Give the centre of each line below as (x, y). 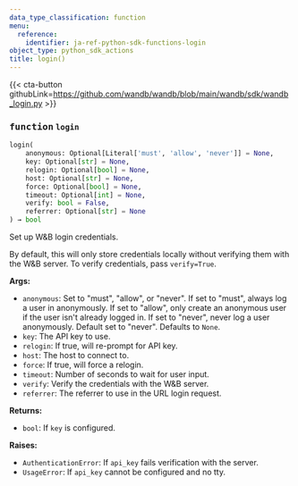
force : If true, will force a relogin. (83, 365)
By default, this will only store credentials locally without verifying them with (149, 255)
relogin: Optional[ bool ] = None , (88, 170)
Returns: (26, 411)
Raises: (23, 445)
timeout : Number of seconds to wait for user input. (116, 374)
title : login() (38, 59)
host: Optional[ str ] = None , (80, 178)
